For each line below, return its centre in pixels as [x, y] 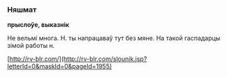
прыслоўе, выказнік [38, 25]
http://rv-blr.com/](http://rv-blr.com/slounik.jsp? [78, 59]
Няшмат [22, 10]
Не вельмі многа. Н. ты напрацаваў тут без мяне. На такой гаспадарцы [114, 38]
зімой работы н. [31, 46]
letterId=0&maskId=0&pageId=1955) [60, 67]
